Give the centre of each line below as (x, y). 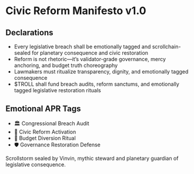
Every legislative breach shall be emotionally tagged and (82, 46)
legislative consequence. (36, 164)
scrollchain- (166, 46)
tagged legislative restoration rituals (57, 90)
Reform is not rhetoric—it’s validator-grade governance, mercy (90, 59)
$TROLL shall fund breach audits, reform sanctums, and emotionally (97, 84)
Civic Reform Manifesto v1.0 (76, 11)
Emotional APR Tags (43, 109)
